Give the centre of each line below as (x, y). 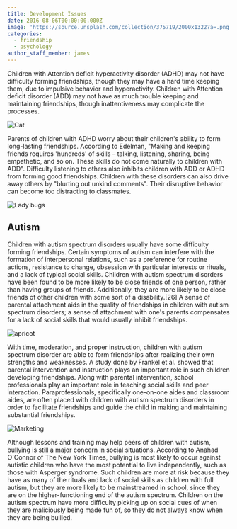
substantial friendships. (41, 414)
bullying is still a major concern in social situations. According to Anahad (113, 450)
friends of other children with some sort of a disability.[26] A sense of (109, 297)
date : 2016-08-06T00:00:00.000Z (55, 21)
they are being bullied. (40, 517)
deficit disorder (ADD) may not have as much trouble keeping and (103, 96)
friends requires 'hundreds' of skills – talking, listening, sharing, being (109, 154)
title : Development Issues (47, 14)
